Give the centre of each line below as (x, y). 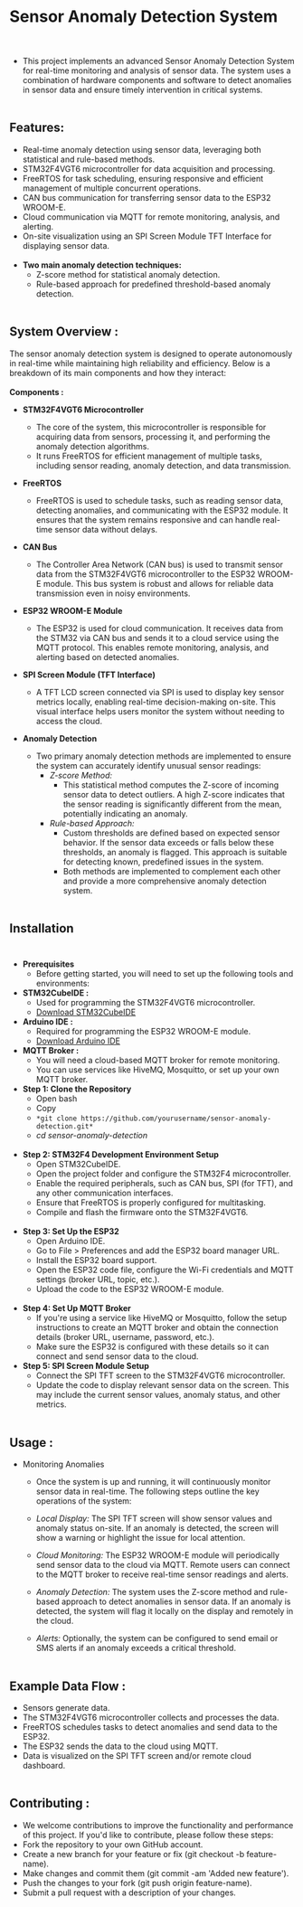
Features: (37, 128)
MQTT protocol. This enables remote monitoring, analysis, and (152, 647)
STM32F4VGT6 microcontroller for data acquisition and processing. (149, 168)
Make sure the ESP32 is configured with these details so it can (152, 1347)
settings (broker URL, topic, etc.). (98, 1279)
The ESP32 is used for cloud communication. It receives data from (160, 628)
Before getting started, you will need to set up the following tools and (165, 974)
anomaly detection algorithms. (92, 446)
